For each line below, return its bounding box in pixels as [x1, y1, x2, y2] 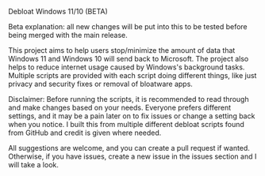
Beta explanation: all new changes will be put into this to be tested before [8, 22, 248, 31]
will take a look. [8, 160, 60, 169]
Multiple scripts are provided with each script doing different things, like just [8, 71, 257, 80]
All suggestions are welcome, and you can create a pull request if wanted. [8, 144, 250, 152]
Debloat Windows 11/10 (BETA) [8, 7, 109, 16]
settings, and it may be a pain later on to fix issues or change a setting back [8, 111, 255, 121]
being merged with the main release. [8, 31, 129, 39]
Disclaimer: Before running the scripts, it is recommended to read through [8, 95, 249, 103]
